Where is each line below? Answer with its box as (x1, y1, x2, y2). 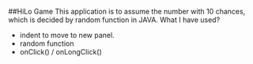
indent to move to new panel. (19, 31, 115, 40)
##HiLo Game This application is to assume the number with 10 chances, (8, 7, 246, 16)
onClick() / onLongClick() (19, 47, 103, 56)
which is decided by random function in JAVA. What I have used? (8, 15, 221, 24)
